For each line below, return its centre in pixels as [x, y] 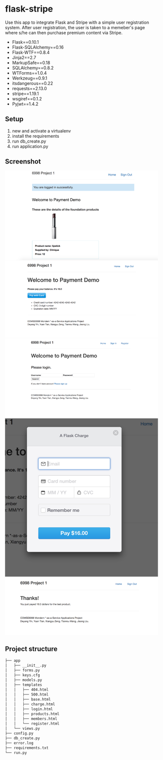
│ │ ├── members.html [31, 719]
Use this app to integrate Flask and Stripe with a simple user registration [77, 22]
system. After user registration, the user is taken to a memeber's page [75, 27]
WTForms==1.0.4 [29, 73]
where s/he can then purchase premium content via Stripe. [64, 32]
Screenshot [23, 162]
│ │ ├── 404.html [27, 690]
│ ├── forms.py [23, 670]
